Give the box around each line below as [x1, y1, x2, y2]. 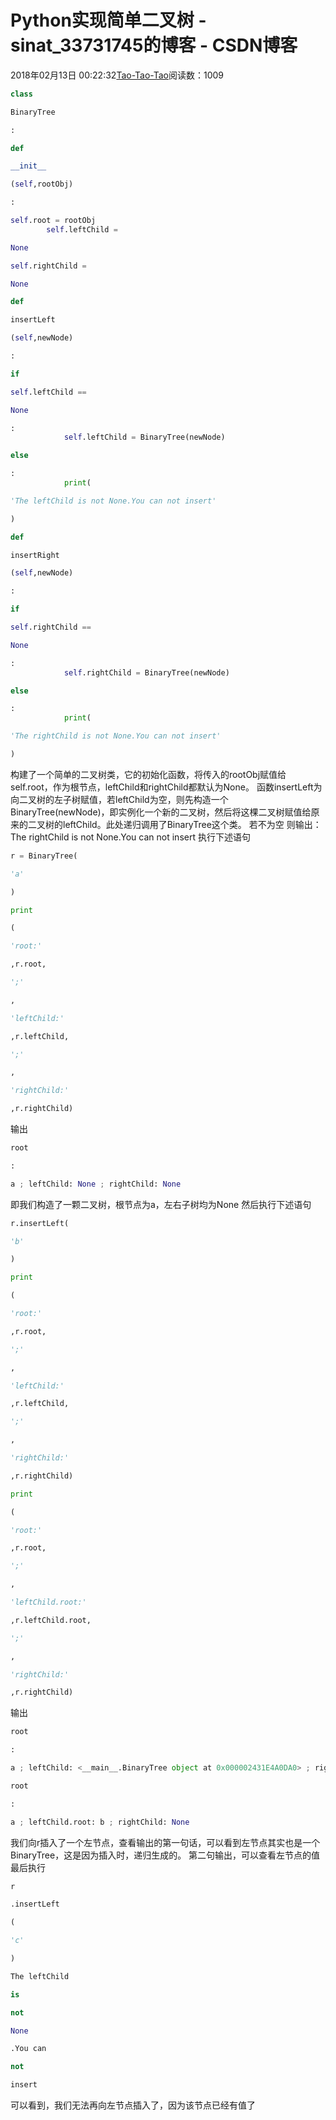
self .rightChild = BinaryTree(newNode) [63, 667, 230, 678]
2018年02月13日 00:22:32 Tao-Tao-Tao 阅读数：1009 [10, 69, 225, 81]
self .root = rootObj [10, 216, 97, 226]
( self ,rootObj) [10, 179, 74, 190]
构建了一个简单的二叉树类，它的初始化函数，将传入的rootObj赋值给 [10, 768, 287, 780]
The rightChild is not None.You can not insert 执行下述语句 [10, 831, 251, 843]
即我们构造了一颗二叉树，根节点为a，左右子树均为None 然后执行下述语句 [10, 1198, 312, 1210]
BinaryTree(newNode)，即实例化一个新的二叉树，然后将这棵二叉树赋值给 [10, 806, 312, 818]
